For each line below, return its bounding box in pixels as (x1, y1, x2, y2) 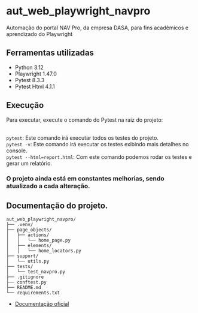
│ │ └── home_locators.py (6, 248, 82, 254)
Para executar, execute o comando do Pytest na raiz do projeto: (6, 116, 163, 124)
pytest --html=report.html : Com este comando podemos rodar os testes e (6, 153, 193, 160)
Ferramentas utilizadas (6, 48, 95, 58)
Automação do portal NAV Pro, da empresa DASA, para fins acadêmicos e (6, 24, 189, 31)
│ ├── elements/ (6, 243, 52, 249)
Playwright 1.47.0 (14, 70, 57, 77)
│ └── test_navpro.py (6, 269, 66, 275)
